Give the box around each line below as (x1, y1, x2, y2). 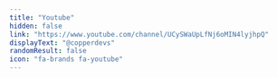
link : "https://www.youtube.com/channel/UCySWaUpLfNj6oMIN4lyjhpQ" (9, 30, 270, 39)
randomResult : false (9, 47, 88, 56)
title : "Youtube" (9, 13, 75, 22)
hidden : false (9, 22, 63, 30)
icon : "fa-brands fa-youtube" (9, 55, 124, 64)
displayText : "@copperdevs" (9, 38, 116, 48)
